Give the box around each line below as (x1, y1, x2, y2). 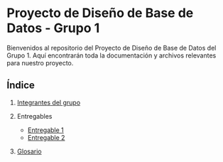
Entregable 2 (27, 133, 65, 141)
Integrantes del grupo (16, 98, 81, 107)
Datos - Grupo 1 (6, 20, 100, 36)
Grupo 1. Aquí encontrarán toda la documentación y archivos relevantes (6, 51, 217, 60)
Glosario (16, 147, 42, 156)
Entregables (16, 112, 53, 120)
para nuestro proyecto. (6, 58, 74, 67)
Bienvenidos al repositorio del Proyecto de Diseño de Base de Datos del (6, 43, 217, 52)
